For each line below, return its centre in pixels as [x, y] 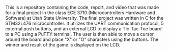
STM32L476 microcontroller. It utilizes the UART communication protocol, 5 [84, 23]
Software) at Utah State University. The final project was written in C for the [84, 18]
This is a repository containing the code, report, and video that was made [82, 7]
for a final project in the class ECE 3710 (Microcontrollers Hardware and [80, 13]
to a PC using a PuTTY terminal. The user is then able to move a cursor [80, 34]
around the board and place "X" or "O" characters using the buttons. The [82, 39]
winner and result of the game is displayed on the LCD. [63, 45]
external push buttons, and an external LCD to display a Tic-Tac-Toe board [83, 29]
